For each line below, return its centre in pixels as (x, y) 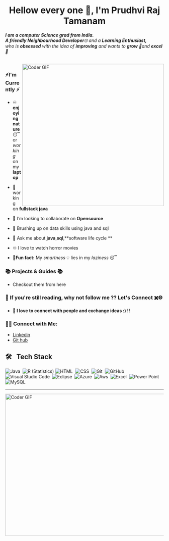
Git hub (20, 340)
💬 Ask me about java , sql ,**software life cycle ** (62, 238)
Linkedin (21, 335)
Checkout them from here (39, 284)
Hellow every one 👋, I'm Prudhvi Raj (84, 10)
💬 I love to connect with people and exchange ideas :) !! (71, 311)
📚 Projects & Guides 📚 (34, 271)
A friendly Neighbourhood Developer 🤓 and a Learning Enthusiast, (76, 40)
